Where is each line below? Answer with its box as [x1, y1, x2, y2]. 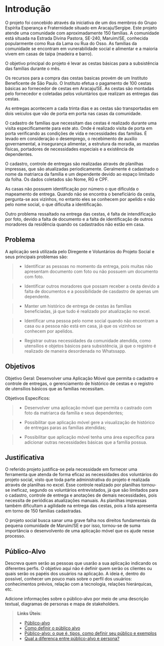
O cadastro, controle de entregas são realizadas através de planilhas [5, 161, 143, 167]
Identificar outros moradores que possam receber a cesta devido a [24, 283, 160, 289]
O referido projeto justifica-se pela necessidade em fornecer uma [5, 466, 138, 472]
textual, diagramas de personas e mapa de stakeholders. [5, 601, 120, 607]
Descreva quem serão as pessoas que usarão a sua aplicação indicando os [5, 560, 158, 566]
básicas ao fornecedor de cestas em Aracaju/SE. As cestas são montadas [5, 85, 154, 91]
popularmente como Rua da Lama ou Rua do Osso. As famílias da [5, 40, 137, 46]
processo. [5, 533, 25, 539]
